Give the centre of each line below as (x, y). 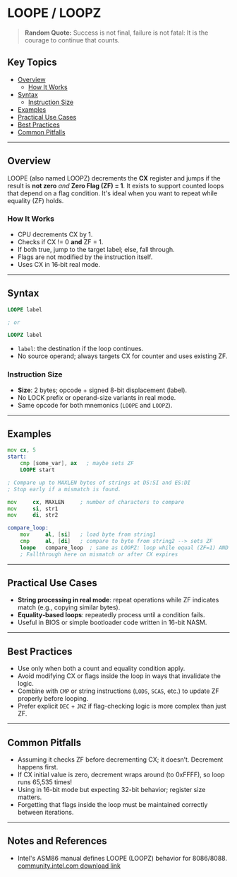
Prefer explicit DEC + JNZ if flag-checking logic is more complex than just (122, 706)
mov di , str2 (33, 515)
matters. (30, 797)
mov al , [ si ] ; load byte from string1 (88, 535)
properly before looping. (53, 699)
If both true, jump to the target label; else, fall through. (96, 249)
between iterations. (45, 813)
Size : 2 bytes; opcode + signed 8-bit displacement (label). (102, 390)
